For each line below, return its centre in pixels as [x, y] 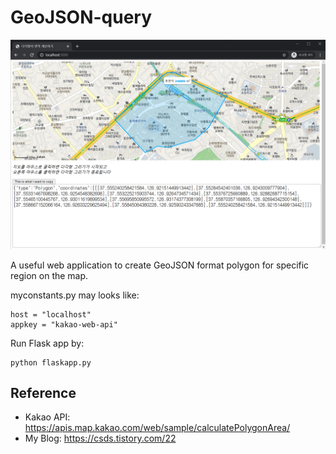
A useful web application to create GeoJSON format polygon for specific [160, 265]
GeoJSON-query [81, 17]
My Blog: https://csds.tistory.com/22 [100, 438]
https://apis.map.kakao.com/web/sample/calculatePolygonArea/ [157, 428]
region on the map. [49, 275]
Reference [43, 393]
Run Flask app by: [47, 343]
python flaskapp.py [51, 362]
